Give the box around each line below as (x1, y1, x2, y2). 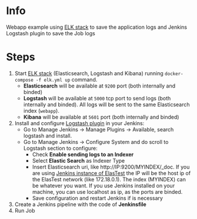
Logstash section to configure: (23, 144, 98, 151)
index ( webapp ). (23, 107, 60, 114)
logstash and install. (23, 132, 72, 139)
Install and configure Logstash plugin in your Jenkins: (14, 119, 145, 127)
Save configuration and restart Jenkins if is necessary (32, 194, 163, 201)
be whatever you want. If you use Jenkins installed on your (32, 182, 175, 189)
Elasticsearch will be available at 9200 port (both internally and (23, 82, 176, 89)
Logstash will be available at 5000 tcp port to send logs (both (23, 95, 171, 102)
